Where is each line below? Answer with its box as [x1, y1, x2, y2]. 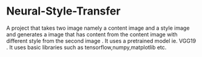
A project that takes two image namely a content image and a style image [6, 24, 190, 32]
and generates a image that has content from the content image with [6, 30, 178, 38]
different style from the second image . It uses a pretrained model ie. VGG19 [6, 37, 196, 44]
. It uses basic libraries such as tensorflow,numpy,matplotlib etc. [6, 44, 167, 51]
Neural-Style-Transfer [6, 4, 121, 18]
